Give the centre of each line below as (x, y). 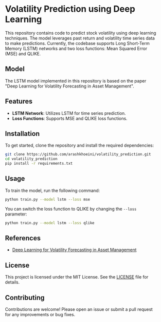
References (23, 238)
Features (19, 101)
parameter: (16, 214)
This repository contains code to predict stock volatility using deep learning (81, 33)
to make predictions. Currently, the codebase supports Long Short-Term (77, 43)
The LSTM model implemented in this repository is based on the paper (76, 81)
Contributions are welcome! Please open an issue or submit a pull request (79, 309)
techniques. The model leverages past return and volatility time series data (80, 38)
